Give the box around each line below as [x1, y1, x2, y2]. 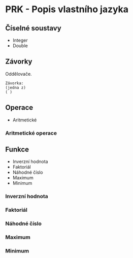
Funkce [5, 145, 29, 153]
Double [12, 43, 28, 49]
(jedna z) [5, 85, 26, 90]
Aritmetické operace [5, 130, 57, 137]
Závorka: [5, 80, 24, 86]
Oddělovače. [5, 71, 32, 77]
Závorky [5, 57, 32, 66]
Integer [12, 37, 28, 43]
